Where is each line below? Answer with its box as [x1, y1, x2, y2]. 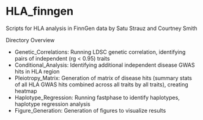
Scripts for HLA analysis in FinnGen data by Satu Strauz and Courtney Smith [6, 24, 197, 32]
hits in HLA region [14, 67, 60, 75]
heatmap [14, 87, 37, 94]
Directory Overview [6, 36, 55, 43]
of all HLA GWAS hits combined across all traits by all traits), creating [14, 81, 189, 88]
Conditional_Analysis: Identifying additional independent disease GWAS [14, 61, 195, 69]
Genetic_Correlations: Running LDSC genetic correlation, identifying [14, 48, 186, 56]
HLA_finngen [6, 4, 74, 18]
